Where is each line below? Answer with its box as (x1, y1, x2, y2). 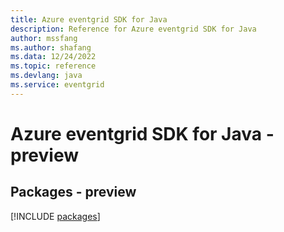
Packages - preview (10, 184, 137, 201)
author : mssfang (10, 33, 78, 43)
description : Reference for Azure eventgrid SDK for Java (10, 24, 257, 34)
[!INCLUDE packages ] (10, 210, 101, 222)
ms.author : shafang (10, 42, 92, 53)
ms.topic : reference (10, 61, 97, 71)
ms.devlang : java (10, 71, 83, 81)
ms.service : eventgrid (10, 80, 105, 90)
